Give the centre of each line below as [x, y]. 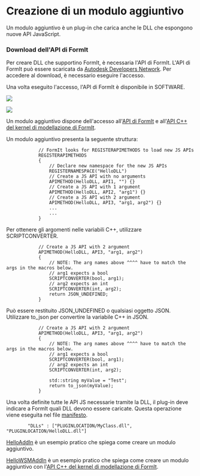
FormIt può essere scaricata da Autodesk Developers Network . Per [89, 69]
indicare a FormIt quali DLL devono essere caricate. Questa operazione [94, 409]
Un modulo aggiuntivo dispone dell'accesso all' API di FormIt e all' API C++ [97, 121]
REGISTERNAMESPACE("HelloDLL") [88, 171]
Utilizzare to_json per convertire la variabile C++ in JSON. [77, 317]
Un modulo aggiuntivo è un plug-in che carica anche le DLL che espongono [99, 28]
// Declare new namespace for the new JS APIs [108, 166]
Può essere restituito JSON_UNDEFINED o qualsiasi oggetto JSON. [89, 311]
